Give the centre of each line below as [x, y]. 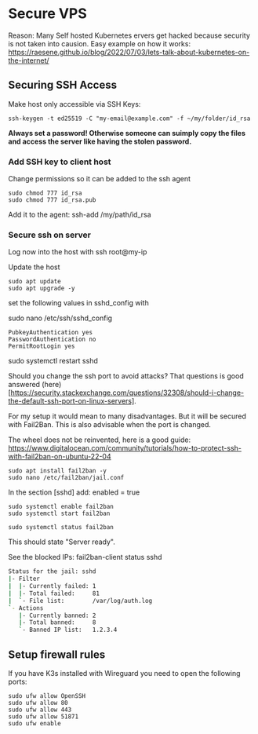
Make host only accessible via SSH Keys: [74, 104]
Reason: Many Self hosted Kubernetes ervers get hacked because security [129, 35]
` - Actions [26, 608]
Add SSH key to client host [60, 162]
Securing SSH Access [63, 85]
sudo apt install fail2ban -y [58, 471]
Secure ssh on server [50, 235]
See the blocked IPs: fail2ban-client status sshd [85, 557]
